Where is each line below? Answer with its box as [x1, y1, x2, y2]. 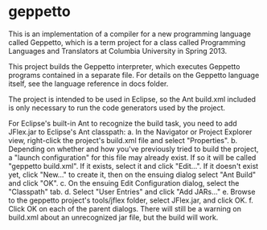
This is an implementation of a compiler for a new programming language [8, 29, 252, 39]
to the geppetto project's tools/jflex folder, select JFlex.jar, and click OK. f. [8, 195, 253, 205]
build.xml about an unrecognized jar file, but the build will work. [8, 212, 219, 222]
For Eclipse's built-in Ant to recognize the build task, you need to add [8, 118, 237, 128]
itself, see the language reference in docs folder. [8, 79, 169, 88]
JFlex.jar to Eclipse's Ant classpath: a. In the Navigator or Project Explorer [8, 127, 253, 137]
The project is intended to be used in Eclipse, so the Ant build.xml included [8, 94, 256, 104]
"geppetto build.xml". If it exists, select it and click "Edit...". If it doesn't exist [8, 161, 259, 170]
